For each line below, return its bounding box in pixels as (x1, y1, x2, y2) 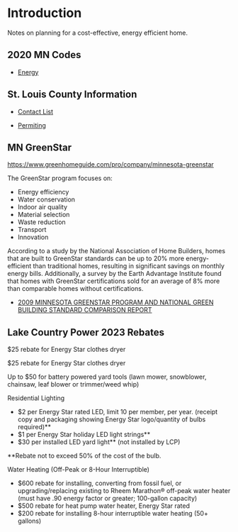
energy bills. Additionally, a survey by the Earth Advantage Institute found (7, 270, 222, 278)
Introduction (7, 5, 82, 21)
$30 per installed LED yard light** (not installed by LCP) (17, 438, 181, 446)
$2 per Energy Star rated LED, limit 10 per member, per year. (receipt (17, 408, 218, 416)
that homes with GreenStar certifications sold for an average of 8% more (7, 277, 220, 285)
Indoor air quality (17, 203, 68, 211)
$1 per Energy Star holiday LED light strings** (17, 431, 151, 439)
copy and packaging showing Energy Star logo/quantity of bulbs (17, 415, 206, 423)
